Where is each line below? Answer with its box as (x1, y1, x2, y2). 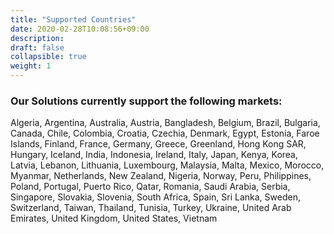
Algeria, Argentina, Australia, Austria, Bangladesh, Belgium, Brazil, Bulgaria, (10, 117, 321, 129)
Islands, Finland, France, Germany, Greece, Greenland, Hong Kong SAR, (10, 138, 307, 150)
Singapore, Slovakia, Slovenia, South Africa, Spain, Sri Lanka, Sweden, (10, 191, 301, 203)
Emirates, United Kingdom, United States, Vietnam (10, 212, 218, 225)
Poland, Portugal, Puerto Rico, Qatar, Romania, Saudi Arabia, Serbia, (10, 181, 291, 193)
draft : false (10, 42, 65, 53)
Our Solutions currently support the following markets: (10, 94, 283, 108)
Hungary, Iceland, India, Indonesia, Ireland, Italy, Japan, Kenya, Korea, (10, 149, 299, 161)
